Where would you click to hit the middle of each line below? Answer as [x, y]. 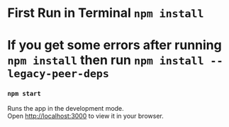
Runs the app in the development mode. [66, 108]
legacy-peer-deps [58, 74]
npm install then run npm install [106, 60]
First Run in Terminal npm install [106, 13]
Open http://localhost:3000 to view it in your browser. [86, 116]
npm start [24, 94]
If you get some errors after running [114, 46]
